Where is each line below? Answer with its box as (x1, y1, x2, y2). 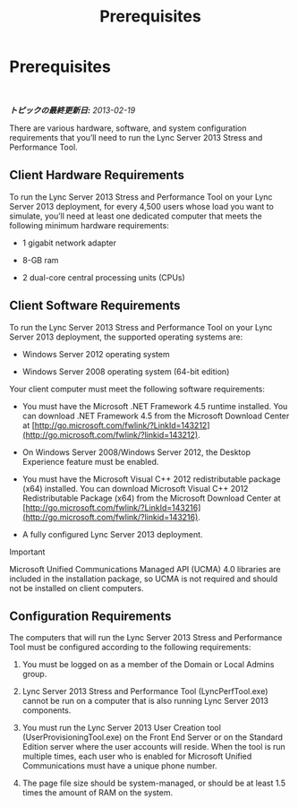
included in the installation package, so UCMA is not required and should (9, 573, 278, 584)
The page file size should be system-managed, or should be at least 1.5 (21, 777, 286, 789)
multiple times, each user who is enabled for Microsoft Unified (21, 751, 252, 762)
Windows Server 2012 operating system (21, 348, 170, 359)
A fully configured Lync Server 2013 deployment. (21, 528, 203, 539)
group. (21, 669, 47, 680)
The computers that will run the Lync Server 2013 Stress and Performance (9, 632, 283, 643)
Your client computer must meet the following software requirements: (9, 383, 266, 394)
